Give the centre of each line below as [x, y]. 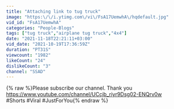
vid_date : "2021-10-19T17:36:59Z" [48, 45]
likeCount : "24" [26, 60]
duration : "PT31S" [28, 50]
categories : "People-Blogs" [40, 28]
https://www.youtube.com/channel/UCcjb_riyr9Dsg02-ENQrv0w [84, 94]
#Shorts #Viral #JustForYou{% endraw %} [57, 101]
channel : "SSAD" [26, 71]
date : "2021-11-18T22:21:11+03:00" [50, 39]
